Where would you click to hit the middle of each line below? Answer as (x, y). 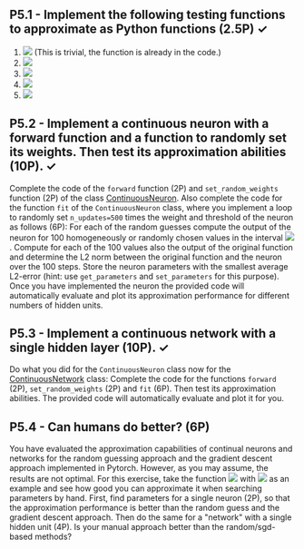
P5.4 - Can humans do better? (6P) (110, 427)
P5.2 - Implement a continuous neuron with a (139, 124)
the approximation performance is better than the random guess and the (144, 508)
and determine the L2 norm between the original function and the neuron (146, 257)
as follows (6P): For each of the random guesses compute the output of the (151, 227)
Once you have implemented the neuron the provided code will (127, 286)
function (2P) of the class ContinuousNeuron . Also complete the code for (146, 198)
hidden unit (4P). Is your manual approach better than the (117, 527)
